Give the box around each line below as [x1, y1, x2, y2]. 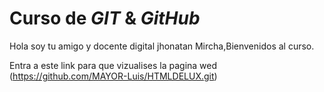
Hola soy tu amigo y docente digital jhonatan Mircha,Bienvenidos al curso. [9, 40, 315, 52]
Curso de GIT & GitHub [9, 7, 201, 30]
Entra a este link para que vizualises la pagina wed [9, 59, 218, 71]
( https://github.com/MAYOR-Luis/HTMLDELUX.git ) [9, 70, 218, 82]
